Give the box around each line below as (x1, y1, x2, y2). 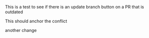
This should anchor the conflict (5, 19, 67, 24)
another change (5, 28, 37, 33)
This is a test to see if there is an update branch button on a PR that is (5, 4, 144, 9)
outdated (5, 9, 23, 15)
